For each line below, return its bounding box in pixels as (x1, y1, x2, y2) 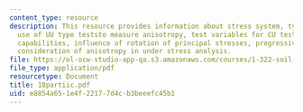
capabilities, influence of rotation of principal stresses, (17, 38, 252, 48)
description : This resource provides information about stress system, (9, 22, 284, 31)
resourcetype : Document (9, 72, 99, 81)
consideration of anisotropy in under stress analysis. (17, 47, 232, 56)
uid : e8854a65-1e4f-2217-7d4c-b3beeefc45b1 (9, 89, 176, 98)
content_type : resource (9, 13, 99, 23)
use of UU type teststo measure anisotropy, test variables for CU (17, 30, 277, 39)
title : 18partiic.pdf (9, 80, 91, 89)
